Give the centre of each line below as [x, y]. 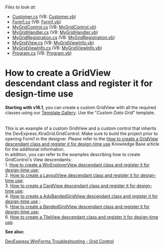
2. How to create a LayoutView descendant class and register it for [72, 175]
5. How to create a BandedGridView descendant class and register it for [78, 206]
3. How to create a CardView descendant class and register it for [70, 186]
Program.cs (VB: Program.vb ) [42, 53]
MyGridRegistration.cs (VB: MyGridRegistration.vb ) [63, 37]
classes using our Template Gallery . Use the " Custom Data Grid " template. [80, 112]
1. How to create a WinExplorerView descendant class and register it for [77, 165]
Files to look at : [21, 7]
